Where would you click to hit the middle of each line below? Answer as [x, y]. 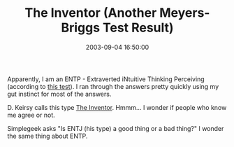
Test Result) [138, 28]
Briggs [80, 28]
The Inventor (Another [91, 13]
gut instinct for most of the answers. [59, 94]
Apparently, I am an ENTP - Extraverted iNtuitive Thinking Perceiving [106, 79]
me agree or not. [31, 115]
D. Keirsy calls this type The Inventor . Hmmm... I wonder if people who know [117, 107]
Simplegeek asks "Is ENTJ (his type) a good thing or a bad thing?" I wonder [116, 128]
